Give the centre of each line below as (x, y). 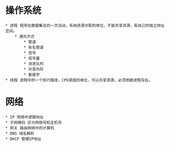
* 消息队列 (34, 64)
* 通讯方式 (25, 36)
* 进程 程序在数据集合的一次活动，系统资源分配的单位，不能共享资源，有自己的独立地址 (85, 25)
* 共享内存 (34, 69)
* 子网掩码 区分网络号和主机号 (34, 122)
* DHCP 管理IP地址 (23, 139)
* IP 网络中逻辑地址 (25, 117)
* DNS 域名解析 (20, 133)
